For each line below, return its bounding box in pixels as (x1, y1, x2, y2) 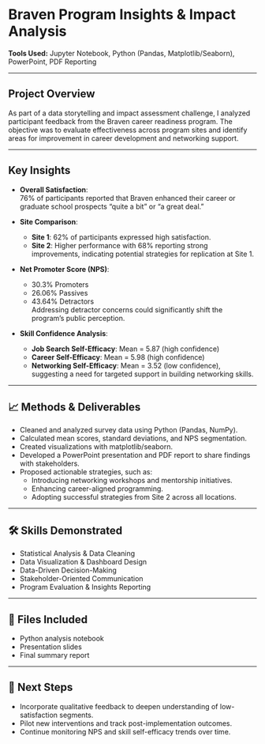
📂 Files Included (8, 613, 88, 626)
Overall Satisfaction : (19, 184, 88, 194)
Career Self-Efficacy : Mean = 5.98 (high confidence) (31, 352, 205, 361)
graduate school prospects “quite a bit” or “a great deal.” (19, 202, 204, 211)
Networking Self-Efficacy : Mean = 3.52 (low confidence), (31, 361, 221, 370)
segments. (58, 710, 94, 719)
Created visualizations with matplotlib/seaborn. (19, 442, 174, 451)
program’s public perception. (31, 313, 125, 323)
